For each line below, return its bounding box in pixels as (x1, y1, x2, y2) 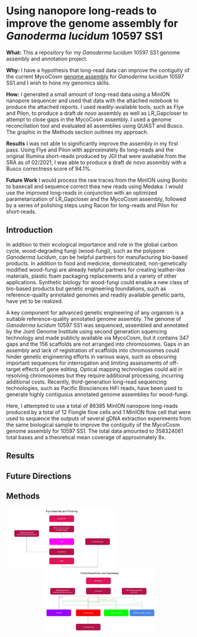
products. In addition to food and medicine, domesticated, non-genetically (6, 259, 188, 267)
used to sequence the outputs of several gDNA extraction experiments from (6, 414, 191, 422)
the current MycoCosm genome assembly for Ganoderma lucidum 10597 (6, 73, 185, 80)
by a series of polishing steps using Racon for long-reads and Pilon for (6, 201, 178, 208)
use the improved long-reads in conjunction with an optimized (6, 189, 157, 196)
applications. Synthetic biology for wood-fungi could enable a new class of (6, 278, 189, 285)
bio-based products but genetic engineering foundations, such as (6, 285, 167, 292)
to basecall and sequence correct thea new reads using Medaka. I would (6, 182, 183, 190)
